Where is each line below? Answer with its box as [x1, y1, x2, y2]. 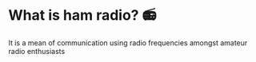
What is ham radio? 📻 [8, 6, 157, 25]
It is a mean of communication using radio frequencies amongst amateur [8, 37, 248, 48]
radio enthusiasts [8, 46, 66, 56]
